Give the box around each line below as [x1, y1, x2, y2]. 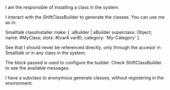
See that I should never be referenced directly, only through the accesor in [5, 44, 161, 50]
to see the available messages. [5, 65, 70, 71]
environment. [5, 80, 33, 86]
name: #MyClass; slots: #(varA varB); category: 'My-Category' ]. [5, 35, 141, 40]
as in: [5, 20, 17, 25]
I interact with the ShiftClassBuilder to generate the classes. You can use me [5, 14, 165, 20]
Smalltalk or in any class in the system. [5, 50, 86, 56]
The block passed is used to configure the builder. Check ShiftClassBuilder [5, 60, 162, 65]
